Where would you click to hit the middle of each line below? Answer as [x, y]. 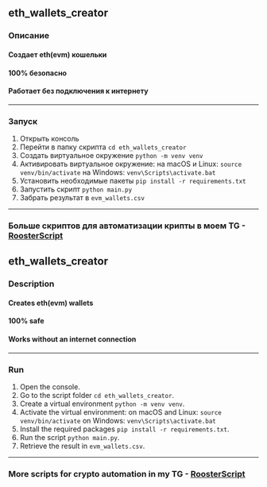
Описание [29, 36]
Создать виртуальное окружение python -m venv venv [112, 155]
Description [31, 284]
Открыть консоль [49, 139]
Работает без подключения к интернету [78, 91]
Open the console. [50, 387]
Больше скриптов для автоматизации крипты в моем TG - [127, 226]
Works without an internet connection [72, 339]
